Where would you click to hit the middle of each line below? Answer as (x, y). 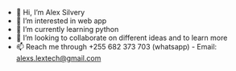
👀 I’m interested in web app (61, 21)
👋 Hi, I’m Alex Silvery (50, 12)
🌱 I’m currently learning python (67, 29)
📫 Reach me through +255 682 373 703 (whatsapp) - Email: (116, 47)
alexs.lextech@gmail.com (58, 58)
